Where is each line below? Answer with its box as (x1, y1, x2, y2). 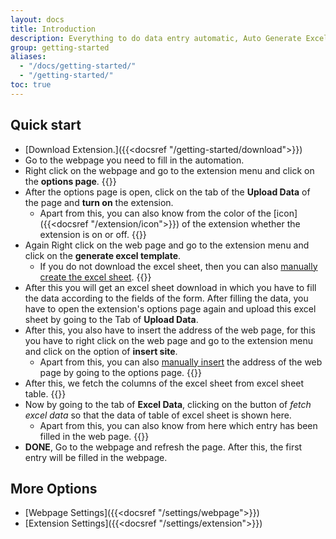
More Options (10, 480, 98, 497)
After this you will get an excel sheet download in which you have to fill (24, 281, 317, 293)
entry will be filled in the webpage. (24, 451, 168, 463)
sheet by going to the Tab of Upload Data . (24, 313, 199, 325)
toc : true (10, 80, 52, 90)
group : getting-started (10, 42, 110, 53)
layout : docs (10, 14, 65, 25)
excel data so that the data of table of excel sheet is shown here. (24, 409, 292, 421)
